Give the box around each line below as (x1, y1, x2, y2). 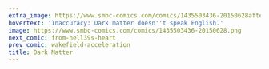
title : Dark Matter (8, 48, 74, 56)
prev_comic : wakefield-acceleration (8, 41, 130, 49)
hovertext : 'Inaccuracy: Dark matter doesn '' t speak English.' (8, 19, 224, 27)
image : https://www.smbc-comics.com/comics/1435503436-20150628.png (8, 26, 242, 34)
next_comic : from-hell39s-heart (8, 33, 116, 42)
